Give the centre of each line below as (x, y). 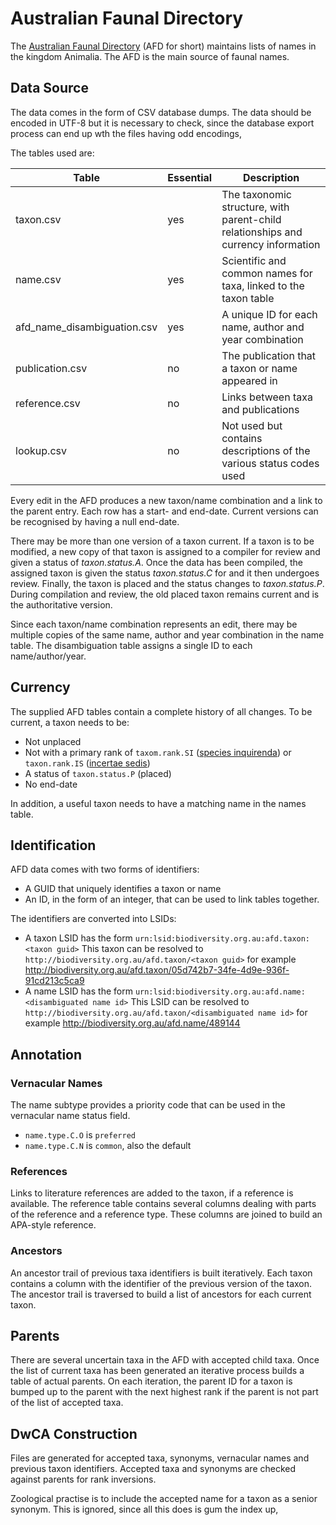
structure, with (255, 207)
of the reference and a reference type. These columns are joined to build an (166, 1214)
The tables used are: (52, 153)
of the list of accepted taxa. (67, 1403)
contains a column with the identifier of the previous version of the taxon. (161, 1283)
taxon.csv (38, 219)
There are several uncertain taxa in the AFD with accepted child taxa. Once (165, 1360)
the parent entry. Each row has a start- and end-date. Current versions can (164, 511)
